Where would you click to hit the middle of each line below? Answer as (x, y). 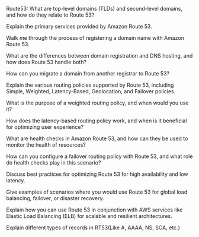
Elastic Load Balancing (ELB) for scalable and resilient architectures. (89, 216)
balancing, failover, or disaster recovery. (55, 198)
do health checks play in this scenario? (54, 162)
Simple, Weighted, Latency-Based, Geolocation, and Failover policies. (91, 91)
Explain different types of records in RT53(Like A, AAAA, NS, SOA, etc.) (93, 227)
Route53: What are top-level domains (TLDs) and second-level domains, (94, 9)
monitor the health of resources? (46, 145)
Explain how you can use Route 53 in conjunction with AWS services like (94, 210)
